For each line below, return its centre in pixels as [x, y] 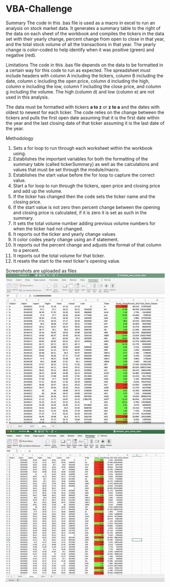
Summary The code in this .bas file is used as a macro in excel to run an [80, 23]
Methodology [20, 138]
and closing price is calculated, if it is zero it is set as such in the [80, 213]
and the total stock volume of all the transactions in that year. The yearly [81, 44]
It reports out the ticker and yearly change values [64, 234]
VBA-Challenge [39, 9]
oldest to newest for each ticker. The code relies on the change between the [85, 112]
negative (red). [21, 55]
